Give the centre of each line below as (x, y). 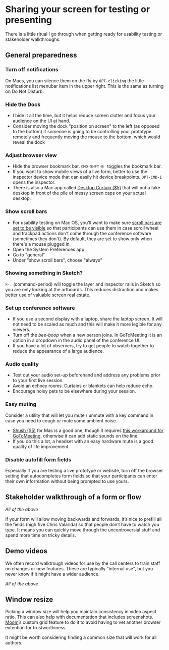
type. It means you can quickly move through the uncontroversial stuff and (83, 530)
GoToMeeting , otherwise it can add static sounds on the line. (75, 436)
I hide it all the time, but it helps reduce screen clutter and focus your (84, 115)
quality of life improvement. (41, 446)
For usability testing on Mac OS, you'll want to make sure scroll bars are (87, 223)
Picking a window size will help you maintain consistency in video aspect (81, 612)
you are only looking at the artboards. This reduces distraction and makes (82, 289)
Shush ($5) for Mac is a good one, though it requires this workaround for (88, 430)
